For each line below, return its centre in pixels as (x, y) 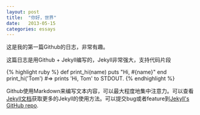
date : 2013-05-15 (31, 23)
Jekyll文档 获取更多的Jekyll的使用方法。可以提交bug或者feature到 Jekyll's (98, 99)
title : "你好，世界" (31, 18)
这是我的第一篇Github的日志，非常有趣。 (57, 47)
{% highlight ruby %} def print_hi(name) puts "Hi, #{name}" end (87, 72)
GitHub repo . (22, 106)
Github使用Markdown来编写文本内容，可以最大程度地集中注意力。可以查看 (100, 91)
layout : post (23, 12)
